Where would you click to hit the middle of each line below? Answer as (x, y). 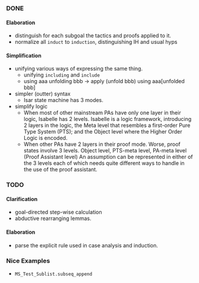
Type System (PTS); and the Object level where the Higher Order (103, 132)
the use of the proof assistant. (61, 170)
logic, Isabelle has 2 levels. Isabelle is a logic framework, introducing (108, 119)
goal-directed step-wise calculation (58, 212)
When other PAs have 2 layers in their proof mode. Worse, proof (102, 144)
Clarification (22, 199)
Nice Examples (28, 260)
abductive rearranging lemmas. (53, 218)
